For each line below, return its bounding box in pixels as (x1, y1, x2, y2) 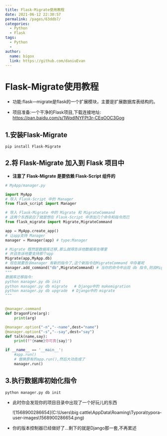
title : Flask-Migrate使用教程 (5, 7, 65, 12)
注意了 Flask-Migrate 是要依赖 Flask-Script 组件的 (12, 173, 116, 179)
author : (5, 49, 21, 54)
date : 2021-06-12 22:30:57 (5, 12, 61, 17)
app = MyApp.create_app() (5, 228, 59, 233)
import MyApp (5, 192, 32, 197)
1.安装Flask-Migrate (5, 131, 68, 139)
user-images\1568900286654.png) (12, 415, 84, 421)
